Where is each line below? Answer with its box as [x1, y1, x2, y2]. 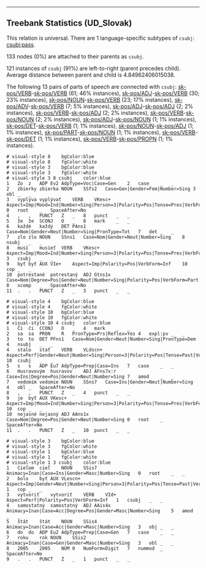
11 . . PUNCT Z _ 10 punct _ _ [6, 427, 131, 433]
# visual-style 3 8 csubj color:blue [6, 175, 112, 181]
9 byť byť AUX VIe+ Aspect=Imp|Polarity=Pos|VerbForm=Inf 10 [6, 261, 188, 267]
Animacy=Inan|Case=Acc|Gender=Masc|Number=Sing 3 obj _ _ [6, 524, 174, 530]
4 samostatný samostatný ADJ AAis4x [6, 502, 112, 509]
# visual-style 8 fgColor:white [6, 159, 97, 165]
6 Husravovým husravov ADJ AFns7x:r [6, 368, 116, 374]
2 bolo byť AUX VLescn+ [6, 475, 81, 482]
